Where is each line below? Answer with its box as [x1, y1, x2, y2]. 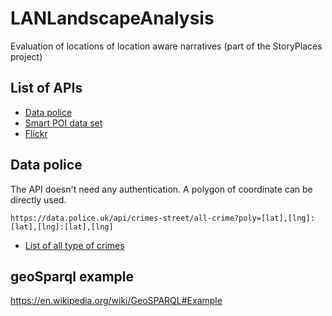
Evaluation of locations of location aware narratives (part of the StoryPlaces [10, 40, 323, 52]
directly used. [10, 193, 67, 206]
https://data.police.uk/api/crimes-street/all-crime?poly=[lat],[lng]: [10, 213, 315, 223]
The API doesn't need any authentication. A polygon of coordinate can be [10, 183, 313, 195]
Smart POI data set [24, 117, 103, 129]
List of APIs [10, 80, 83, 97]
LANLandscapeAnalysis [10, 7, 215, 30]
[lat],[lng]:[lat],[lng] [10, 222, 114, 232]
